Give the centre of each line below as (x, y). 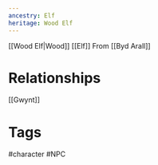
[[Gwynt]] (24, 100)
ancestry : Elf (32, 16)
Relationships (55, 78)
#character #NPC (37, 154)
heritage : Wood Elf (41, 23)
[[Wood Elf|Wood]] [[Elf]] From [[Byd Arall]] (79, 45)
